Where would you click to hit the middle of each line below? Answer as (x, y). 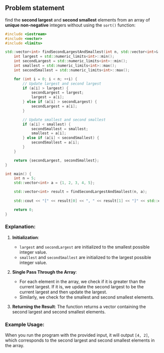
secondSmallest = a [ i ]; (55, 142)
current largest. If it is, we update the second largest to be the (82, 286)
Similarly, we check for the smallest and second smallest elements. (87, 297)
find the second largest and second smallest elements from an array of (78, 20)
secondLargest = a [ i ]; (54, 106)
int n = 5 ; (25, 178)
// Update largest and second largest (62, 83)
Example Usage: (25, 324)
